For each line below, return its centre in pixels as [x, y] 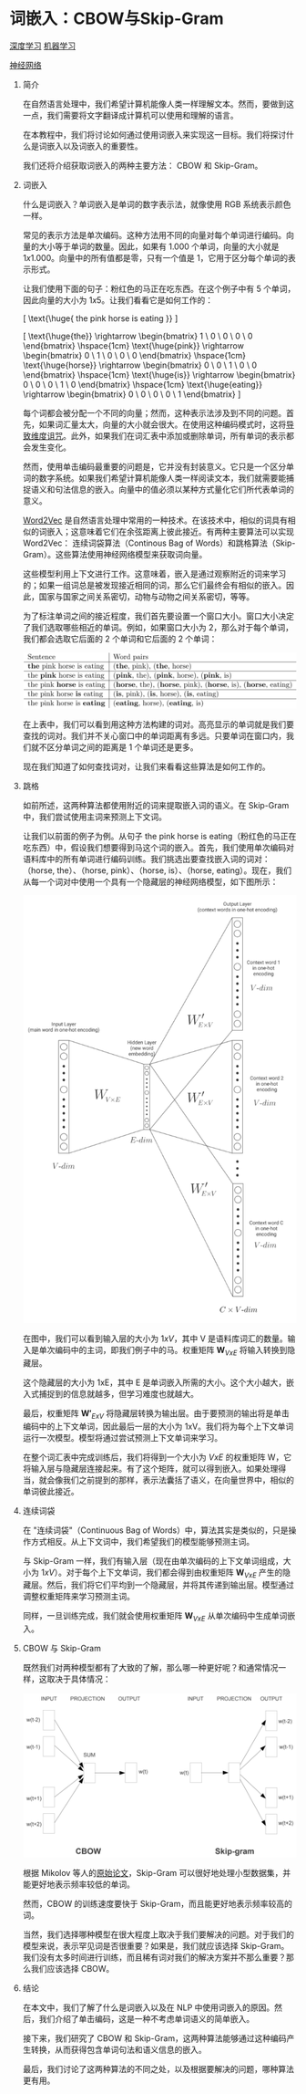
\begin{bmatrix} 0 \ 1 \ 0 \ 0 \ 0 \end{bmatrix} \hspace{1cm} [134, 355]
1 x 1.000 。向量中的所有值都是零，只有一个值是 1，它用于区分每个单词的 [155, 257]
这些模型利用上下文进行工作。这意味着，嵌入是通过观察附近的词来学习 [154, 573]
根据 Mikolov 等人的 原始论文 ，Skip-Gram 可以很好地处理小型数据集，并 [157, 1872]
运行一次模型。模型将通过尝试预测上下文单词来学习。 [122, 1437]
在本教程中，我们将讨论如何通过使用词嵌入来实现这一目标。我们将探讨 [154, 134]
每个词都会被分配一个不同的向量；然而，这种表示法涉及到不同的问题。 [154, 412]
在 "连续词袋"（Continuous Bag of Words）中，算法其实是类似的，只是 [155, 1530]
